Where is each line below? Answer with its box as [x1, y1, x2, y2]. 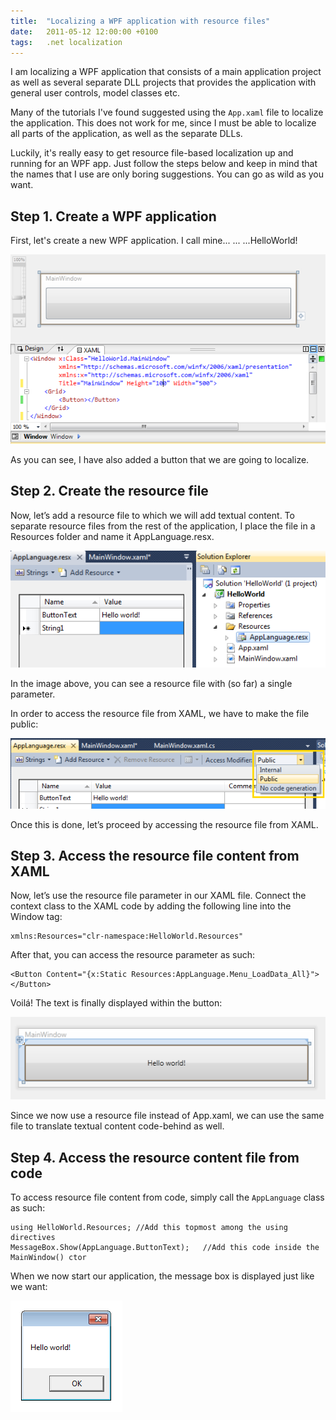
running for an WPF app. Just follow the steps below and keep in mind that [10, 158, 318, 170]
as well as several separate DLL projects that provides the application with [10, 76, 317, 89]
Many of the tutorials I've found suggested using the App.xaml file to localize [10, 106, 324, 119]
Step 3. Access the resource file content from [10, 848, 300, 865]
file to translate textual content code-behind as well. [10, 1120, 225, 1132]
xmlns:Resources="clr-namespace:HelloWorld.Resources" [10, 931, 244, 942]
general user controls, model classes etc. [10, 87, 180, 99]
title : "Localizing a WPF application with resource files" [10, 16, 271, 26]
